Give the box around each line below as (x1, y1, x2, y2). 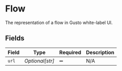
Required (59, 48, 81, 55)
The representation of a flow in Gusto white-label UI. (5, 19, 113, 25)
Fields (5, 34, 25, 42)
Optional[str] (24, 57, 55, 64)
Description (86, 48, 115, 55)
